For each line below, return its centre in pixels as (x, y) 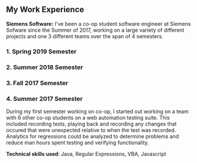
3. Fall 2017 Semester (37, 83)
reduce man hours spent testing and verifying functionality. (78, 142)
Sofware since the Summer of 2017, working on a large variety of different (95, 30)
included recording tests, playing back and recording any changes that (91, 124)
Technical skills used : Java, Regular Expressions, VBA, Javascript (86, 154)
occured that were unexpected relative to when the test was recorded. (91, 130)
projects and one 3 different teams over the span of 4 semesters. (85, 36)
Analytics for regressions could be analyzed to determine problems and (92, 136)
